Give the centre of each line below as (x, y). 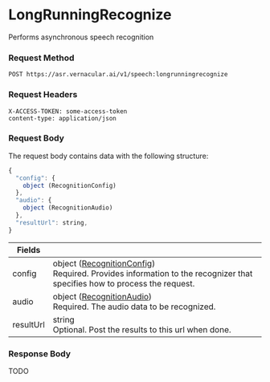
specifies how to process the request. (124, 283)
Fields (29, 250)
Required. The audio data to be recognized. (134, 307)
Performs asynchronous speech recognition (81, 37)
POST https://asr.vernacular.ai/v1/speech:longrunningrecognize (118, 75)
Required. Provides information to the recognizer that (153, 273)
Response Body (39, 353)
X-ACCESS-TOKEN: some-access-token (68, 111)
